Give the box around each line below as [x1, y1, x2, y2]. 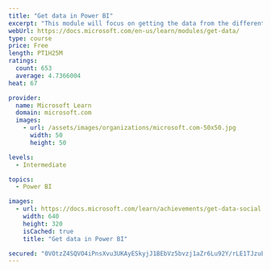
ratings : [8, 57, 38, 65]
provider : [8, 93, 42, 102]
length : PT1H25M [8, 49, 63, 57]
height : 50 [29, 139, 67, 147]
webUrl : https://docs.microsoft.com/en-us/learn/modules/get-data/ [8, 27, 240, 35]
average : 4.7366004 [15, 72, 81, 80]
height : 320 [23, 219, 63, 228]
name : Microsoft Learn [15, 102, 92, 110]
